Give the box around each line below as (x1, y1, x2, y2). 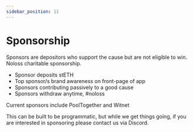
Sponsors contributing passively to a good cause (14, 84, 134, 91)
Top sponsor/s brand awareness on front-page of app (14, 77, 146, 84)
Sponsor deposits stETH (14, 71, 74, 78)
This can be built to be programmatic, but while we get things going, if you (6, 113, 187, 120)
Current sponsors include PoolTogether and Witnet (6, 101, 129, 108)
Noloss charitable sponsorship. (6, 60, 82, 67)
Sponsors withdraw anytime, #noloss (14, 90, 105, 97)
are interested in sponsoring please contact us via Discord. (6, 119, 149, 126)
